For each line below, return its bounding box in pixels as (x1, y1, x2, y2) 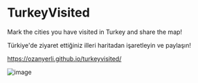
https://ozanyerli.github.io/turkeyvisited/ (7, 54, 122, 63)
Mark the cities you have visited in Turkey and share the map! (7, 28, 182, 36)
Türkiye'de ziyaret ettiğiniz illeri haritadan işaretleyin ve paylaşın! (7, 41, 192, 49)
